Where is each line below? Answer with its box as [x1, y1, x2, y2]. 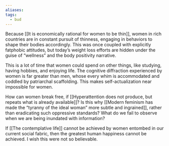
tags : [5, 12, 17, 17]
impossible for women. [5, 84, 53, 90]
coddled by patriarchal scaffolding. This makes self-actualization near [5, 78, 152, 84]
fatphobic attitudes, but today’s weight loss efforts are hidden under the [5, 47, 156, 53]
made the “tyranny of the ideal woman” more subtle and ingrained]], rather [5, 105, 162, 111]
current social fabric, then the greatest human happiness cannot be [5, 131, 147, 137]
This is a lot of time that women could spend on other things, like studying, [5, 62, 162, 69]
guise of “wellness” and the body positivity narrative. [5, 52, 117, 59]
